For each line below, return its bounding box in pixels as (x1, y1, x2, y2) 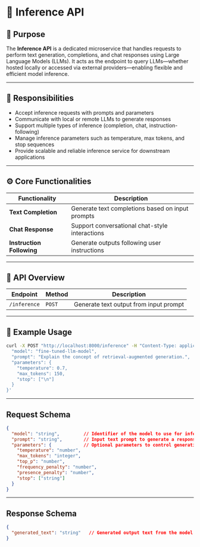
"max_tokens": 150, (17, 370, 65, 377)
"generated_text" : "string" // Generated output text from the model (11, 530, 193, 536)
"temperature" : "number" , (17, 447, 82, 453)
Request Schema (6, 409, 71, 420)
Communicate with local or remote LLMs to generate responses (14, 115, 171, 122)
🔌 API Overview (6, 273, 65, 283)
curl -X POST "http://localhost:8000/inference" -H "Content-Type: (6, 343, 177, 349)
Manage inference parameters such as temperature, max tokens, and (14, 134, 185, 142)
